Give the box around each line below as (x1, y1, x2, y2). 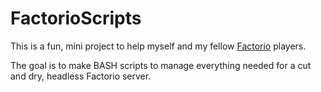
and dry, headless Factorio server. (10, 70, 152, 82)
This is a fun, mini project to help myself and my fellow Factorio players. (10, 40, 307, 52)
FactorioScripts (10, 7, 142, 30)
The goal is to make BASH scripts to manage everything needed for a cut (10, 59, 312, 71)
